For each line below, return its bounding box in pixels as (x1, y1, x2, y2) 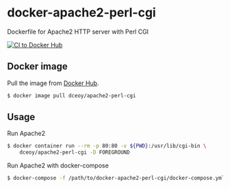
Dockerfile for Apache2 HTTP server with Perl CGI (7, 27, 149, 36)
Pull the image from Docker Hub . (7, 79, 99, 87)
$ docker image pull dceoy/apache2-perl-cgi (7, 92, 136, 99)
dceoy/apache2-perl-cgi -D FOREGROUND (19, 149, 130, 156)
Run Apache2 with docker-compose (7, 161, 110, 169)
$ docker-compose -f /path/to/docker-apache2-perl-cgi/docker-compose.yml (7, 175, 225, 182)
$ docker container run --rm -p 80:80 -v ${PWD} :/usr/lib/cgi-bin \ (7, 143, 207, 150)
